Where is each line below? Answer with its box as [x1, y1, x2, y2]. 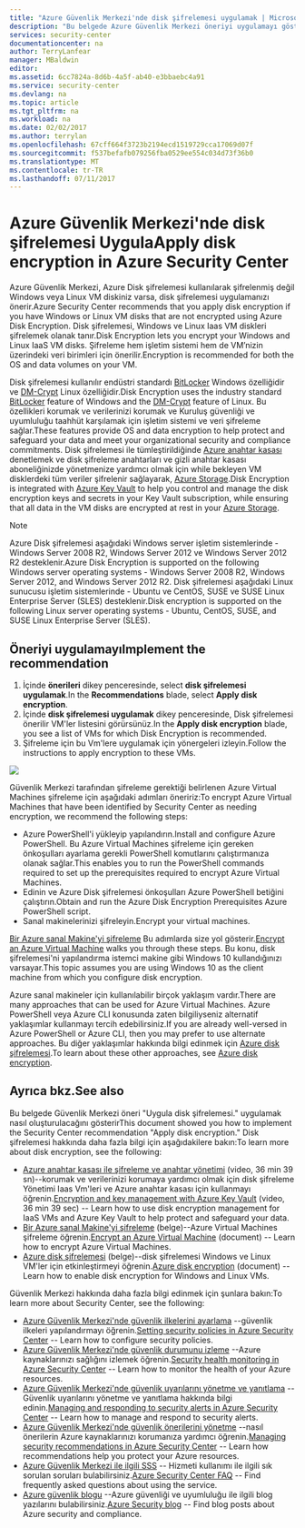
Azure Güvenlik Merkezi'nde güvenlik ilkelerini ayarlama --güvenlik [22, 1315, 273, 1326]
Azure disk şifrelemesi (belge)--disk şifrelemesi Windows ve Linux [22, 1251, 271, 1262]
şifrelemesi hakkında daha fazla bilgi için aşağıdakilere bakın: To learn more [9, 1136, 290, 1147]
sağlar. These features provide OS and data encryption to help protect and [9, 425, 286, 437]
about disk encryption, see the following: [9, 1146, 162, 1157]
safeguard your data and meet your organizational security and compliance [9, 435, 291, 446]
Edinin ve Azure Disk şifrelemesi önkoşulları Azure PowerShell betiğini [22, 887, 284, 897]
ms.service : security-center [9, 81, 120, 90]
